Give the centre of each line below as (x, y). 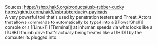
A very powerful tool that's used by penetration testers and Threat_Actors (78, 17)
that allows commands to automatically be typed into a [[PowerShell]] (74, 22)
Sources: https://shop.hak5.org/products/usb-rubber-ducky (65, 7)
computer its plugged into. (31, 37)
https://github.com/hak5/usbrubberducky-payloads (56, 12)
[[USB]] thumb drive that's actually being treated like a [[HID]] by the (73, 32)
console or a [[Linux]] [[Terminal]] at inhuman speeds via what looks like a (79, 27)
